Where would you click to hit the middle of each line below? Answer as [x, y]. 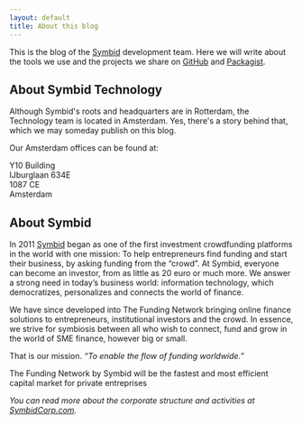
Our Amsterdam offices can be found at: [84, 148]
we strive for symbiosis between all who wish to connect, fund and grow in [148, 329]
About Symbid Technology [86, 90]
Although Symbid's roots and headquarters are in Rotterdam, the [129, 111]
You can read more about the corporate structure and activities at [132, 401]
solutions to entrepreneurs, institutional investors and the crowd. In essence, [151, 319]
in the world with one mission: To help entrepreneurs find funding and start [148, 254]
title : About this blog [54, 26]
